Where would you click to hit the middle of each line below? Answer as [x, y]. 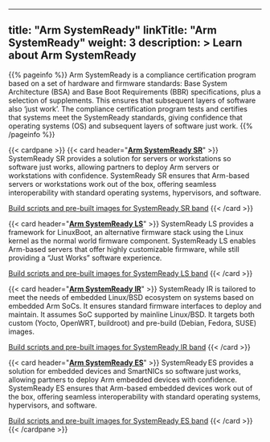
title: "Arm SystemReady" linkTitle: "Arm [112, 30]
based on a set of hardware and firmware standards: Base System [118, 83]
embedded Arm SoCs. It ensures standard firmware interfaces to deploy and [135, 306]
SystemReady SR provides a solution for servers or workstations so [120, 158]
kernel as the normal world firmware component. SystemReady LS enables [132, 241]
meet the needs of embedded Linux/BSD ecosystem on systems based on [131, 297]
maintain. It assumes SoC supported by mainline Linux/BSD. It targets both [131, 314]
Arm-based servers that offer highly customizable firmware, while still [124, 249]
